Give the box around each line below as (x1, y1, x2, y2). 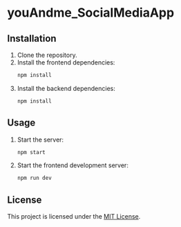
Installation (7, 33, 57, 44)
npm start (17, 149, 46, 155)
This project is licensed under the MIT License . (7, 212, 141, 221)
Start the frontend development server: (17, 161, 129, 169)
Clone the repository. (17, 51, 77, 59)
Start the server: (17, 135, 64, 144)
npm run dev (17, 175, 52, 182)
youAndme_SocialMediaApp (7, 5, 175, 21)
